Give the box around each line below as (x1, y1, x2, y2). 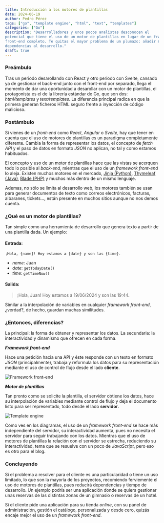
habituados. (5, 151, 29, 156)
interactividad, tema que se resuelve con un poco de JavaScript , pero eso (5, 443, 154, 449)
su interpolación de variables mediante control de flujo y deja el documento (5, 398, 157, 404)
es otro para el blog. (5, 448, 45, 455)
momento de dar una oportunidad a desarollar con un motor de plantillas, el (5, 86, 157, 91)
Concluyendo (5, 460, 38, 467)
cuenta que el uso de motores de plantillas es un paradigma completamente (5, 135, 158, 141)
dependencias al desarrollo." (5, 44, 67, 48)
